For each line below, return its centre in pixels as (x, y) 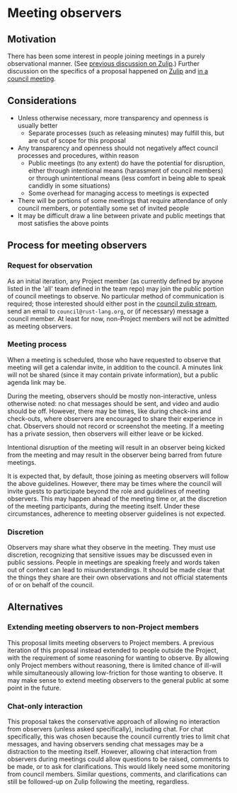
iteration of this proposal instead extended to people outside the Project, (113, 650)
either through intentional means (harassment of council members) (126, 170)
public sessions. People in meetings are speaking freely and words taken (114, 562)
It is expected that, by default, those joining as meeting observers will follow (118, 476)
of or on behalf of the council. (51, 585)
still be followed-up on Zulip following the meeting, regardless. (98, 782)
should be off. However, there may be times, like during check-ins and (109, 411)
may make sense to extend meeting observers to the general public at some (118, 680)
